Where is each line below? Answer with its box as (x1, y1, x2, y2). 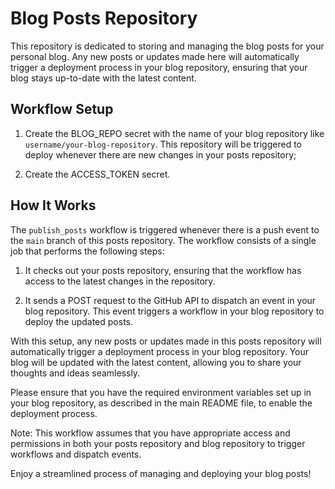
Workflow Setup (10, 101, 114, 118)
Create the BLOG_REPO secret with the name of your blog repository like (24, 127, 325, 139)
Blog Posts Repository (10, 7, 198, 30)
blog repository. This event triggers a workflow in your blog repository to (24, 305, 325, 317)
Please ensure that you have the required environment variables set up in (10, 386, 312, 398)
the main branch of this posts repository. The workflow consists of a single (10, 234, 317, 246)
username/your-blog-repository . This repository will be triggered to (24, 138, 302, 150)
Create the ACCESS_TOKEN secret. (24, 168, 171, 180)
